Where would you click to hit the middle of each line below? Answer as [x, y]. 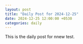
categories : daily [23, 23]
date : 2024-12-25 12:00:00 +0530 [39, 18]
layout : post [18, 9]
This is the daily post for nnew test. [40, 37]
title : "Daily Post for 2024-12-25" [42, 14]
